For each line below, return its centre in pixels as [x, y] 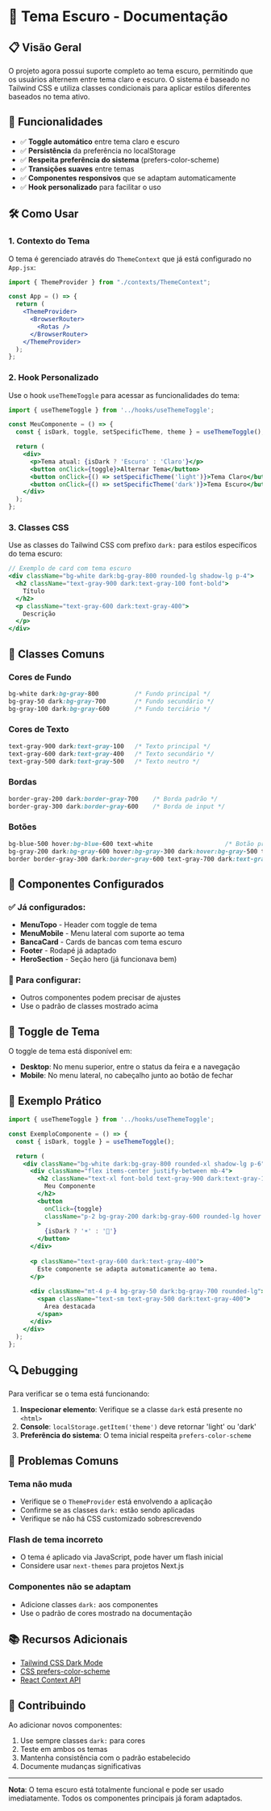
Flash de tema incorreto [56, 1539]
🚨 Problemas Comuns [64, 1460]
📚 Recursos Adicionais [68, 1639]
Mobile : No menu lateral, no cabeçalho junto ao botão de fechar [127, 1076]
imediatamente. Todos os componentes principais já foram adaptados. [125, 1798]
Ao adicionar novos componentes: [65, 1725]
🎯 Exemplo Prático [55, 1100]
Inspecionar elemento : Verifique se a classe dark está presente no [131, 1410]
